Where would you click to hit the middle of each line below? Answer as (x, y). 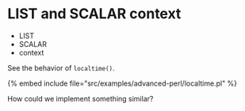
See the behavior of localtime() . (61, 67)
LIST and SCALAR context (94, 14)
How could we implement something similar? (80, 98)
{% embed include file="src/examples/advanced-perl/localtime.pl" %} (122, 83)
